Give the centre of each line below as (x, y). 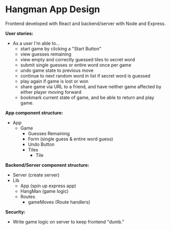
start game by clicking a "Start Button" (61, 48)
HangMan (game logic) (44, 191)
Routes (28, 196)
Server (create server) (36, 175)
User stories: (19, 33)
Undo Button (41, 144)
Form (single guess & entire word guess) (70, 139)
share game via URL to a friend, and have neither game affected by (91, 86)
